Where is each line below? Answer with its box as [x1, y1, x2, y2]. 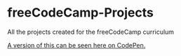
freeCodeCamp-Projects [7, 5, 154, 21]
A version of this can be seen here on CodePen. [7, 41, 146, 49]
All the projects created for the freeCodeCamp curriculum [7, 28, 174, 36]
